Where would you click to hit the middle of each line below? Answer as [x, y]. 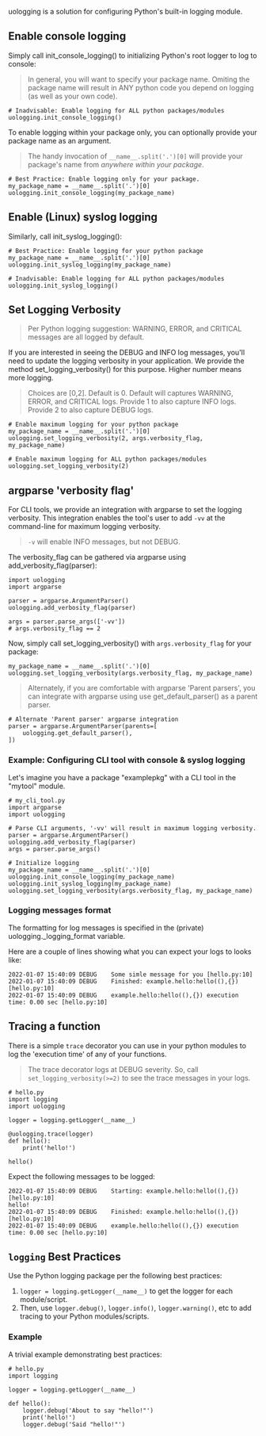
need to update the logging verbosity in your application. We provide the [126, 361]
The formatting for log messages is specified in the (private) [106, 928]
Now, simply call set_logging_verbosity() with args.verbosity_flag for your [130, 643]
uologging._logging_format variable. [67, 936]
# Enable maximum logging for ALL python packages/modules [108, 459]
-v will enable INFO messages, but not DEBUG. [104, 542]
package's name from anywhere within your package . [116, 164]
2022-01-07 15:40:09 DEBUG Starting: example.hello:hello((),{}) [123, 1191]
